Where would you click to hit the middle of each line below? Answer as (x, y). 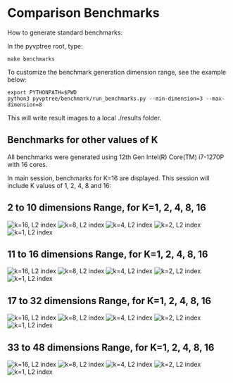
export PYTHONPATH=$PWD (42, 92)
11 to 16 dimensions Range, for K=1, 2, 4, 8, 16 (108, 254)
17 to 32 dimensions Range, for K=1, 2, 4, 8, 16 (109, 301)
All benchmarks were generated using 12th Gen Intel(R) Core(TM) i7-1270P (116, 157)
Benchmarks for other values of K (83, 140)
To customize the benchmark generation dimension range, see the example (117, 72)
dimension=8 (25, 105)
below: (17, 80)
